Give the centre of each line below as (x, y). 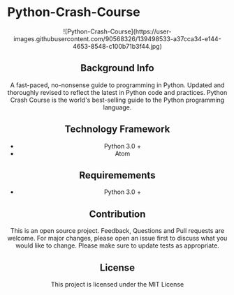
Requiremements (117, 175)
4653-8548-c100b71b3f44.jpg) (117, 46)
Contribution (117, 214)
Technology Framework (117, 129)
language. (117, 107)
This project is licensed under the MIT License (117, 284)
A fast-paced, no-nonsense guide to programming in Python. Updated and (117, 85)
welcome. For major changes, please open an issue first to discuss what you (117, 239)
